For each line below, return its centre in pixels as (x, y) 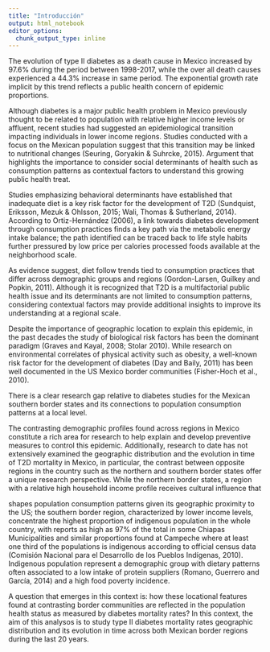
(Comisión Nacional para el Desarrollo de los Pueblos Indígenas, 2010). (126, 555)
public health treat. (39, 180)
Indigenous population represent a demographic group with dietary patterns (134, 563)
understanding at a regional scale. (65, 313)
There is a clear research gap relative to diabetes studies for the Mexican (129, 396)
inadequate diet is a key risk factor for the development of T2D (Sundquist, (132, 204)
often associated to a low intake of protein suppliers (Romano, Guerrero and (134, 572)
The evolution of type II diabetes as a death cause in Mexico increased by (131, 61)
